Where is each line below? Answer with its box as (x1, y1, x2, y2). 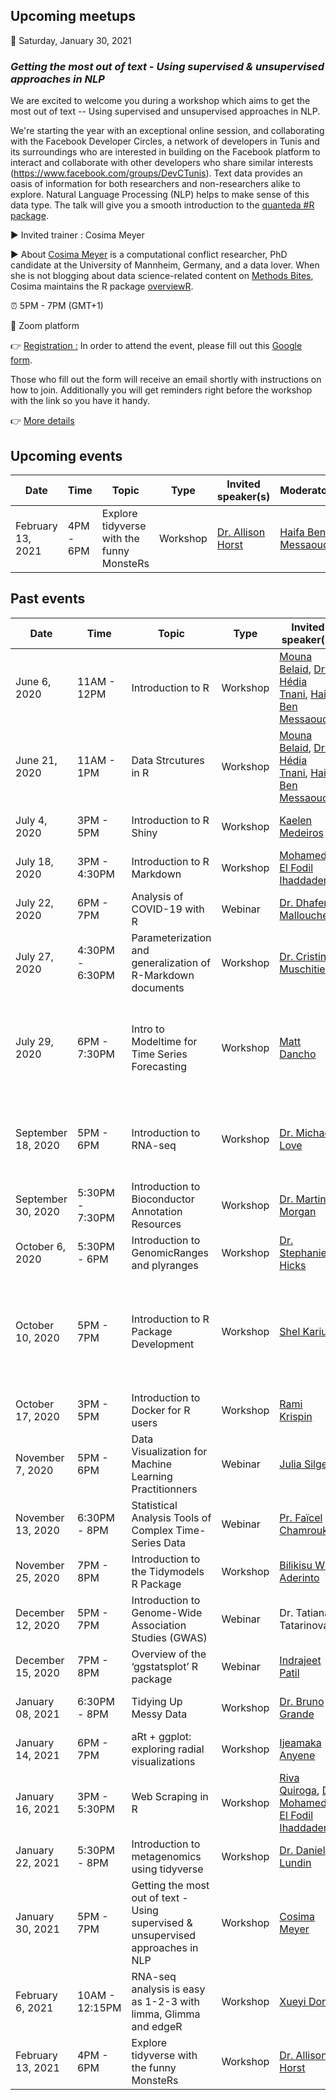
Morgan (279, 1204, 317, 1218)
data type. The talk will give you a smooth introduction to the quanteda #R (10, 199, 315, 211)
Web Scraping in (131, 1789, 209, 1803)
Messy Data (131, 1707, 188, 1721)
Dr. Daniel (279, 1843, 326, 1857)
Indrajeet (279, 1653, 322, 1667)
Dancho (279, 1047, 317, 1061)
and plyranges (131, 1258, 199, 1272)
